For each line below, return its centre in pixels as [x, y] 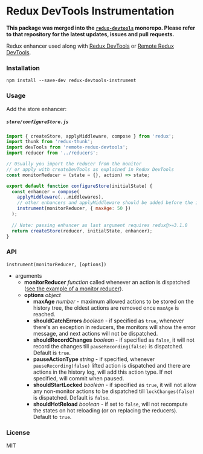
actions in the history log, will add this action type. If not [103, 372]
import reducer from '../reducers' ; [52, 153]
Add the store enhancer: [37, 109]
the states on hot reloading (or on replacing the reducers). [105, 410]
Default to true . [52, 417]
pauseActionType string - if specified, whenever [94, 359]
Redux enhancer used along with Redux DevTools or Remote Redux [90, 46]
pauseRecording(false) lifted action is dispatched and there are [111, 365]
